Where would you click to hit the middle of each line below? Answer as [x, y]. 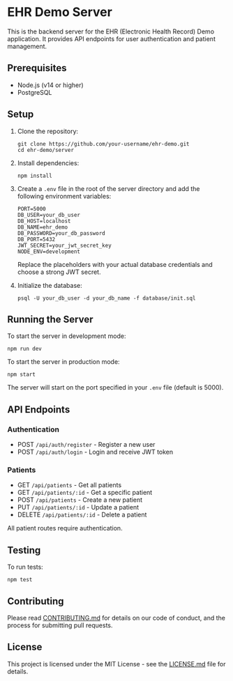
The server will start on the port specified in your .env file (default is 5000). [115, 388]
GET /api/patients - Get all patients [69, 485]
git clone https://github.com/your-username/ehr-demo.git [103, 144]
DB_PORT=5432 [36, 239]
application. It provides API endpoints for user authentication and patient [112, 38]
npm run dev [24, 349]
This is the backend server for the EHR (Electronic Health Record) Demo [111, 31]
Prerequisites [37, 68]
